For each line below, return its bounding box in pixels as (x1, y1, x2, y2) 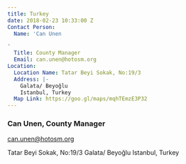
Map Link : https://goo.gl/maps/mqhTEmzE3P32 (13, 95, 148, 102)
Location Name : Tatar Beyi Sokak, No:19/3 (13, 69, 141, 76)
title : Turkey (7, 10, 50, 18)
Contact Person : (7, 23, 55, 30)
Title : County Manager (13, 49, 81, 57)
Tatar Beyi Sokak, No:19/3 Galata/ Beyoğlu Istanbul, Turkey (7, 148, 180, 157)
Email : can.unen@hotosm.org (13, 56, 97, 64)
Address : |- (13, 76, 50, 83)
